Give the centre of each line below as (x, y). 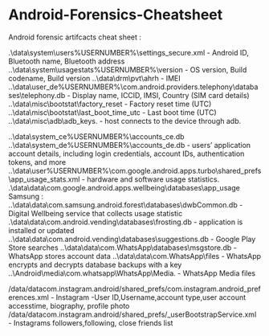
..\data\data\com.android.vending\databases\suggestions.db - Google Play (132, 239)
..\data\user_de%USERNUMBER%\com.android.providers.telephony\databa (133, 87)
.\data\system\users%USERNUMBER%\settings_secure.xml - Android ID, (128, 52)
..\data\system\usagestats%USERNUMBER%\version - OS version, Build (128, 69)
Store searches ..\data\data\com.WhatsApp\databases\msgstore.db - (122, 248)
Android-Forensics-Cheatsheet (116, 15)
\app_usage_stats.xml (44, 179)
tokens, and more (37, 162)
